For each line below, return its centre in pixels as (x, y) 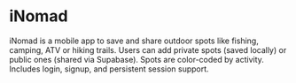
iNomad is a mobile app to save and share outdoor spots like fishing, (134, 41)
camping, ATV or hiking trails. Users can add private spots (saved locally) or (148, 49)
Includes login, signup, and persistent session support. (109, 69)
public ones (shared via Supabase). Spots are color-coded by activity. (136, 59)
